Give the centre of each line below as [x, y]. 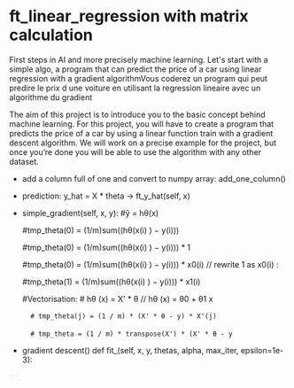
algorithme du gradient [51, 97]
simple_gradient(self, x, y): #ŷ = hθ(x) [90, 213]
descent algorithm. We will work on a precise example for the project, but [143, 143]
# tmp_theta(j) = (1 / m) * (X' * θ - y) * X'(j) [124, 316]
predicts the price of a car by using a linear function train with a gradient [141, 133]
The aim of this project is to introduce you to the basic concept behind [137, 114]
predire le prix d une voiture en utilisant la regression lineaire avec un [135, 88]
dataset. [24, 161]
